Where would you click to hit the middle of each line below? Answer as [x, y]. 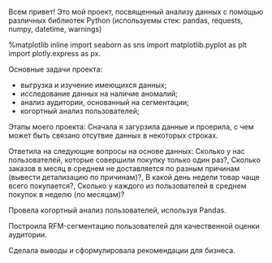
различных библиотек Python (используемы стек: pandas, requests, [126, 20]
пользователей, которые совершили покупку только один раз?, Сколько [135, 160]
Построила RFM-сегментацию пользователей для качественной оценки [134, 226]
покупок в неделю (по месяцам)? [67, 194]
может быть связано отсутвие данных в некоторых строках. [113, 135]
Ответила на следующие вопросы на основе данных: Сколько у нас [127, 151]
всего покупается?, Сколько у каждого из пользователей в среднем [127, 186]
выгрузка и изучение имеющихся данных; [93, 85]
